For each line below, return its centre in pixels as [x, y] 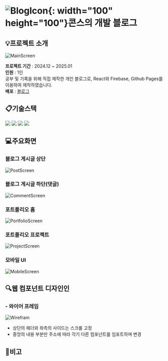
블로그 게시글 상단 [26, 159]
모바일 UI [16, 260]
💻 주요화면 [21, 141]
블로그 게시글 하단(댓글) [32, 184]
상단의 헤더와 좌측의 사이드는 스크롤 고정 [52, 328]
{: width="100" [80, 11]
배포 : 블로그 [17, 91]
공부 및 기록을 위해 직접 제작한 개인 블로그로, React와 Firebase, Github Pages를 [84, 79]
